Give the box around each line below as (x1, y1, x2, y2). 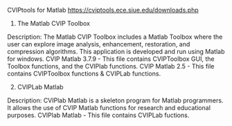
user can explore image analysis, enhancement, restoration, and (7, 40, 190, 48)
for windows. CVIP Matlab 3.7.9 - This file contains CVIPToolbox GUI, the (7, 55, 215, 63)
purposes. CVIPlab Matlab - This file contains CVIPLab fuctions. (7, 111, 190, 119)
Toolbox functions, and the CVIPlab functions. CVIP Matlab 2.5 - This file (7, 62, 215, 70)
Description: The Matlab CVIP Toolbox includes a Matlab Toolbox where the (7, 33, 223, 41)
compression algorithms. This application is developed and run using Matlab (7, 48, 225, 55)
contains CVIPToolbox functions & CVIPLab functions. (7, 69, 161, 78)
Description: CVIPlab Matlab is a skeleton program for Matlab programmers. (7, 96, 224, 105)
